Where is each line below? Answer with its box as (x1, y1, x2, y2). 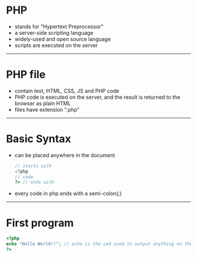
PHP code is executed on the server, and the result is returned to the (14, 94, 181, 101)
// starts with (14, 163, 52, 169)
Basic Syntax (6, 132, 72, 146)
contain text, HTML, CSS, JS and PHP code (14, 87, 120, 94)
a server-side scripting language (14, 29, 94, 36)
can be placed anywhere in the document (14, 151, 116, 159)
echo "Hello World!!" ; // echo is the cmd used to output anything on (6, 241, 182, 247)
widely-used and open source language (14, 35, 111, 42)
